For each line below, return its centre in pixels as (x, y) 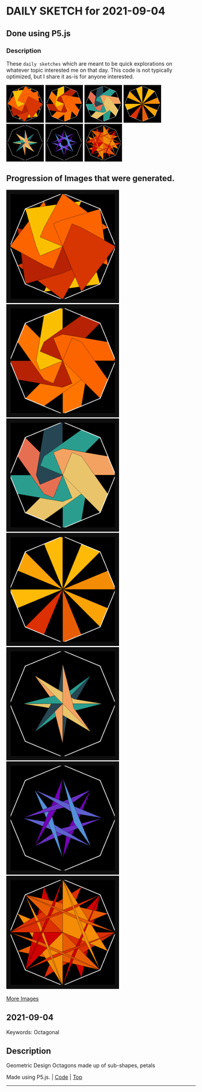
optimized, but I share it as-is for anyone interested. (70, 76)
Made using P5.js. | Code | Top (44, 1077)
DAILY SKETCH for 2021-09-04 (86, 11)
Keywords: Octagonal (33, 1032)
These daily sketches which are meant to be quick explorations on (89, 63)
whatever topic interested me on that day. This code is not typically (89, 70)
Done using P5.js (38, 34)
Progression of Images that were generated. (90, 178)
